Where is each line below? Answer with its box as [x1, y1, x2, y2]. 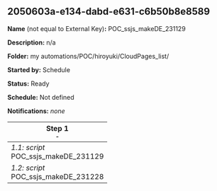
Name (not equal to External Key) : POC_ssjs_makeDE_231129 [7, 24, 186, 33]
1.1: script [11, 142, 45, 152]
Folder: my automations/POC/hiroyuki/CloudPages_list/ [7, 52, 169, 60]
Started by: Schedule [7, 65, 71, 74]
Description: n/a [7, 38, 56, 47]
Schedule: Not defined [7, 93, 74, 101]
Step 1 [45, 123, 69, 133]
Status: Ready [7, 79, 50, 88]
